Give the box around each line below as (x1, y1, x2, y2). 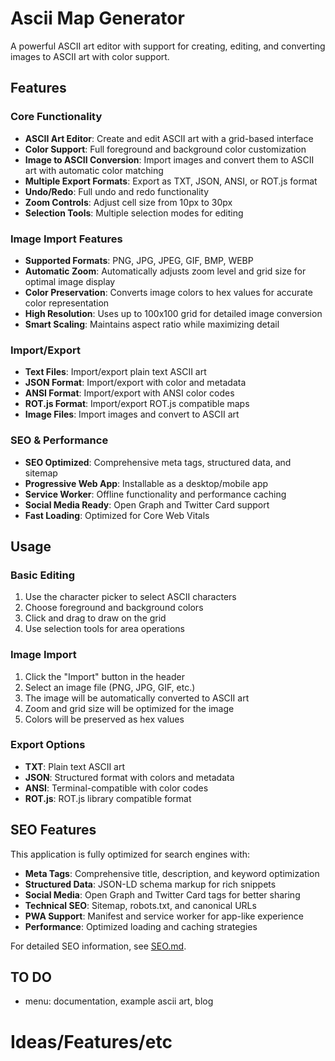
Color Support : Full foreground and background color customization (24, 143, 307, 155)
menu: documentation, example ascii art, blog (24, 995, 214, 1007)
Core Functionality (10, 110, 103, 124)
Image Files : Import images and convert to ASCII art (24, 408, 240, 421)
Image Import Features (10, 232, 123, 246)
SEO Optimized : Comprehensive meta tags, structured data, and (24, 456, 292, 468)
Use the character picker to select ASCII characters (24, 591, 237, 603)
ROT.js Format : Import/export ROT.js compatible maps (24, 398, 250, 410)
